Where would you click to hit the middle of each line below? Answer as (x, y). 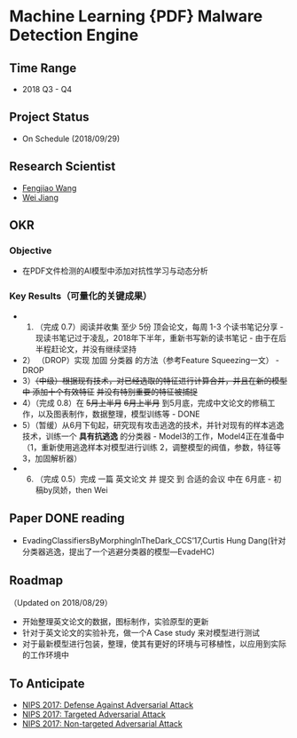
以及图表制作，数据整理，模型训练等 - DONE (119, 414)
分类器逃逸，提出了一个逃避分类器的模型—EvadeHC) (118, 552)
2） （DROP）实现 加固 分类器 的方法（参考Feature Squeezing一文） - (151, 360)
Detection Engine (74, 35)
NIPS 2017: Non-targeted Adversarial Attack (102, 724)
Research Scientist (63, 167)
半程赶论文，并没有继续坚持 (86, 349)
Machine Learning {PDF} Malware (136, 16)
